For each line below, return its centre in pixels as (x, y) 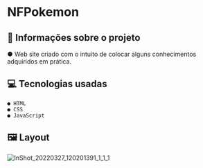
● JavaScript (26, 115)
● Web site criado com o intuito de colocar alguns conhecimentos (102, 54)
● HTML (17, 103)
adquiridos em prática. (39, 62)
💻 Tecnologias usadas (57, 84)
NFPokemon (43, 12)
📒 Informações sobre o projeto (74, 38)
